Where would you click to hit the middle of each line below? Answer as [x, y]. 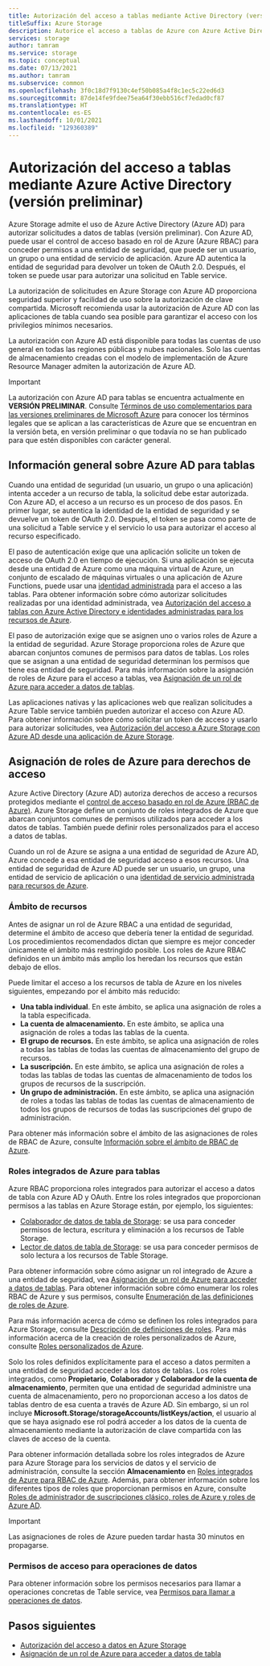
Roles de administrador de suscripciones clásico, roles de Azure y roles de [132, 1496]
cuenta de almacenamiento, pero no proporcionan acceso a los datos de [129, 1396]
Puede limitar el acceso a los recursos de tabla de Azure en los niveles [125, 982]
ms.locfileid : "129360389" [53, 128]
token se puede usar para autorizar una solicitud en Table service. [118, 275]
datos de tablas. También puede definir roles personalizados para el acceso [134, 828]
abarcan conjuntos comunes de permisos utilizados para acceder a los [126, 819]
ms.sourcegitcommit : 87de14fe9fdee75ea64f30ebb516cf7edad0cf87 [117, 98]
